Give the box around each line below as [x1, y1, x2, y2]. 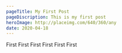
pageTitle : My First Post [6, 8, 69, 15]
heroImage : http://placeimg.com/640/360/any [6, 19, 117, 25]
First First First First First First [6, 41, 77, 48]
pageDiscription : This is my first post [6, 14, 107, 20]
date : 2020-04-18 [6, 25, 49, 31]
